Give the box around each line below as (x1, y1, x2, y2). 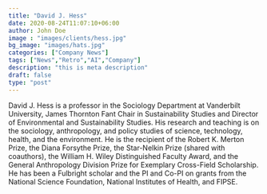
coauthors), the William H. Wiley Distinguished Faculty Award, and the (8, 151, 238, 160)
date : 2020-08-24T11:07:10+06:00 (8, 19, 120, 27)
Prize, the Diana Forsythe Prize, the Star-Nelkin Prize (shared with (8, 143, 225, 152)
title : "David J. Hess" (8, 11, 88, 20)
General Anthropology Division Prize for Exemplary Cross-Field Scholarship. (8, 160, 259, 169)
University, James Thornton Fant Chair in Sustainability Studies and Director (8, 109, 259, 118)
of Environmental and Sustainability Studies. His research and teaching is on (8, 117, 260, 127)
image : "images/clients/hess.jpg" (8, 34, 127, 42)
